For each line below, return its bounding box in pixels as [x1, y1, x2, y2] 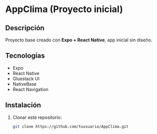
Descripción [5, 24, 45, 32]
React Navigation [12, 86, 49, 92]
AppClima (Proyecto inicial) [5, 4, 123, 15]
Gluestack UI [12, 76, 40, 82]
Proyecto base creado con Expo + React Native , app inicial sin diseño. [5, 37, 152, 43]
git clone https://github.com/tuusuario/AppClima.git [12, 124, 129, 129]
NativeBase [12, 81, 37, 87]
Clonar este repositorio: [12, 114, 62, 120]
